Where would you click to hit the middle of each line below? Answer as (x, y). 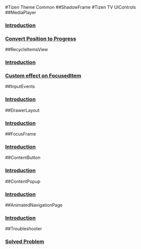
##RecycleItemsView (27, 50)
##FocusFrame (21, 134)
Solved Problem (25, 242)
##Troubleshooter (24, 229)
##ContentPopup (23, 181)
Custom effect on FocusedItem (43, 76)
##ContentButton (23, 158)
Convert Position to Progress (41, 38)
